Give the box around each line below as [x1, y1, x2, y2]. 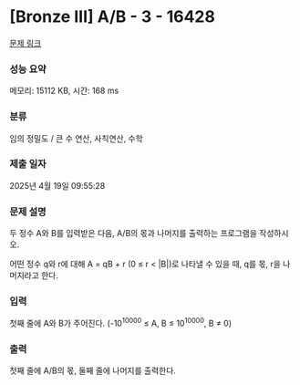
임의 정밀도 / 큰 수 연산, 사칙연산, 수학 [9, 132, 143, 143]
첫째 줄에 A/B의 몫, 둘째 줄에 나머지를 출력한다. [9, 365, 176, 376]
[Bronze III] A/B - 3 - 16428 [9, 6, 216, 27]
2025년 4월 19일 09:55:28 [9, 180, 106, 191]
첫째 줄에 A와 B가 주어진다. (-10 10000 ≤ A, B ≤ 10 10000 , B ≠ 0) [9, 317, 233, 329]
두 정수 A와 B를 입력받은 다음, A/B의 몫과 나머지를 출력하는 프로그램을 [9, 228, 258, 239]
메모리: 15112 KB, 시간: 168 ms [9, 85, 119, 97]
